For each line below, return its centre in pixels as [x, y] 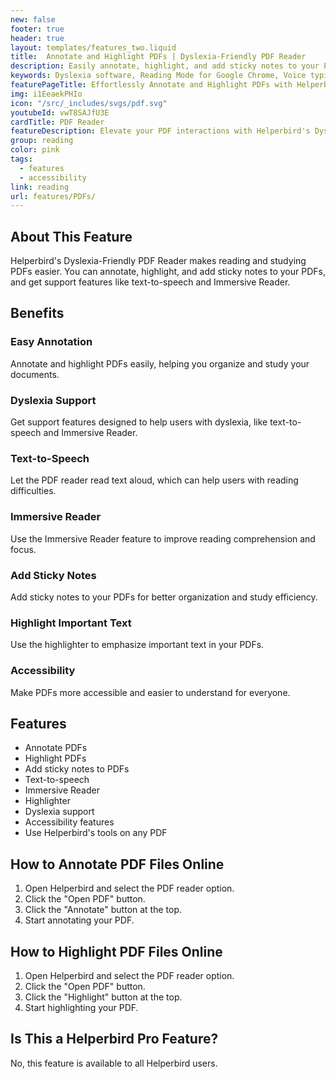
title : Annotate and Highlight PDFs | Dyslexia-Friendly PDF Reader [158, 57]
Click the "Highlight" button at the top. [103, 997]
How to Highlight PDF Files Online [116, 951]
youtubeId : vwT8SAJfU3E [60, 112]
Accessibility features [69, 822]
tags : [21, 159]
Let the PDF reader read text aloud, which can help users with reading [154, 480]
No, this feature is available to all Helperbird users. [114, 1063]
